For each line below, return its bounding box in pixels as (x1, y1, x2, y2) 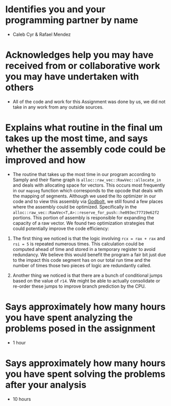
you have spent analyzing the (5, 312, 133, 323)
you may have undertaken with (5, 71, 139, 83)
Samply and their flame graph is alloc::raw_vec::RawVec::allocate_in (12, 176, 161, 183)
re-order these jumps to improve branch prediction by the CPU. (12, 283, 146, 289)
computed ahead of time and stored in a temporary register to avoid (12, 246, 156, 252)
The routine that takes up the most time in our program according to (12, 171, 156, 177)
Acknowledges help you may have (5, 49, 154, 61)
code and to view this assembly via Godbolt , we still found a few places (12, 198, 163, 205)
